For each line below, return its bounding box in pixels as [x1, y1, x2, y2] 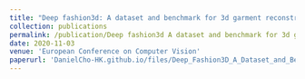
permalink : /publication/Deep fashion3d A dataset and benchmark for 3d [9, 30, 290, 39]
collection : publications [9, 22, 107, 31]
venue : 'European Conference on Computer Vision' [9, 47, 202, 56]
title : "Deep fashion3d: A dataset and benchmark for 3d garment [9, 13, 261, 23]
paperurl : [9, 55, 47, 64]
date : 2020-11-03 [9, 38, 75, 48]
